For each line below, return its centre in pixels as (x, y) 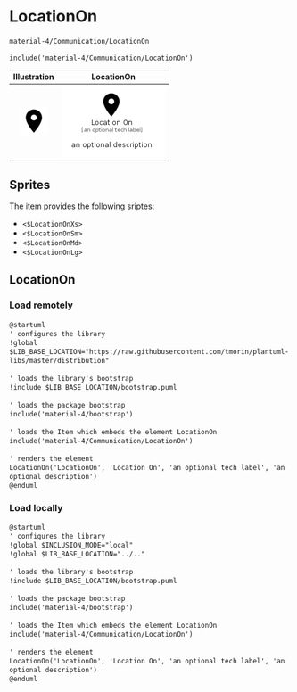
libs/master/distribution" (59, 360)
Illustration (34, 77)
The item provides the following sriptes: (82, 206)
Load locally (36, 507)
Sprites (30, 185)
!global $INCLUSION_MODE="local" (71, 545)
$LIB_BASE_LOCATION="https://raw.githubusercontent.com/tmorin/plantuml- (149, 351)
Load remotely (41, 305)
